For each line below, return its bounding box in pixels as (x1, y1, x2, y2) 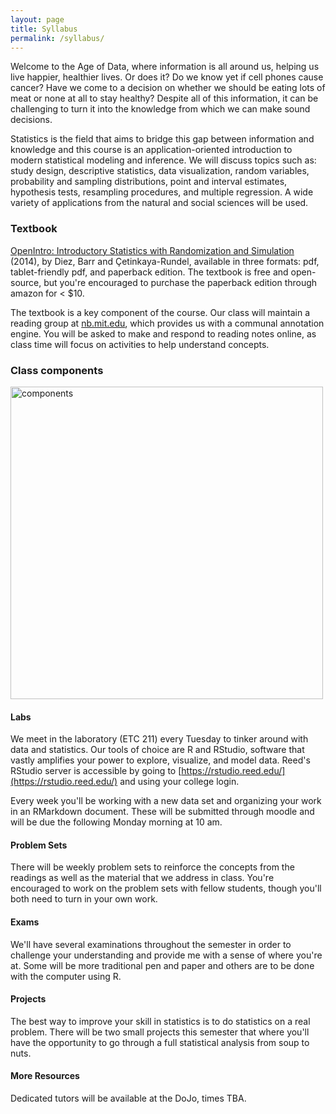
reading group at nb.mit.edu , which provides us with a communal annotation (10, 317, 325, 329)
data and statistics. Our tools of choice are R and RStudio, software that (10, 744, 305, 756)
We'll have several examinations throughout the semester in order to (10, 938, 292, 950)
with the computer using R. (10, 970, 122, 982)
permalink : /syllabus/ (10, 33, 105, 43)
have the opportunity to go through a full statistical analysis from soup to (10, 1036, 310, 1048)
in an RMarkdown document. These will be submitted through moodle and (10, 806, 315, 818)
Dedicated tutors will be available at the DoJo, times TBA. (10, 1092, 247, 1104)
